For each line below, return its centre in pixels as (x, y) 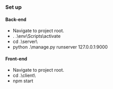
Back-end (16, 19)
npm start (23, 81)
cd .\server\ (25, 41)
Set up (14, 7)
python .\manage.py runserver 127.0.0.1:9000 (60, 47)
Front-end (16, 59)
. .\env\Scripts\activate (37, 36)
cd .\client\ (24, 76)
